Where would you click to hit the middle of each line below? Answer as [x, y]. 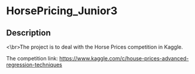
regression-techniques [34, 65]
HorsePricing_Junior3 [62, 11]
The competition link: [32, 58]
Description [28, 33]
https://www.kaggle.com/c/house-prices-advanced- [124, 58]
